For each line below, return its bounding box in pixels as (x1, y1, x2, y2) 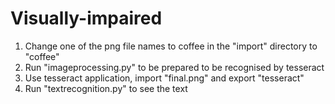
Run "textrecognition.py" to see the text (24, 82, 188, 94)
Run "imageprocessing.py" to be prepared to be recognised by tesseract (24, 61, 325, 73)
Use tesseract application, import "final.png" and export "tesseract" (24, 72, 305, 84)
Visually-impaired (10, 7, 163, 30)
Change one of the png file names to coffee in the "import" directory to (24, 40, 318, 52)
